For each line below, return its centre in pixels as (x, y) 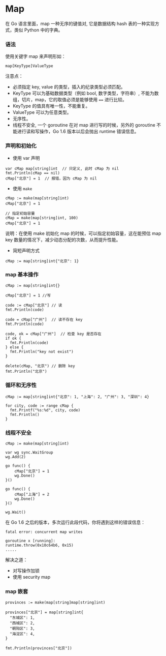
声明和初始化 (21, 146)
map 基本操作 (22, 275)
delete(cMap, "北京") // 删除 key (40, 366)
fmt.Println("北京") (26, 371)
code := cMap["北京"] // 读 (34, 305)
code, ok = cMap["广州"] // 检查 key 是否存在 (53, 334)
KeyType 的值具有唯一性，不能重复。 (51, 106)
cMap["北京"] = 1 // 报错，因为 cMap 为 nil (51, 178)
